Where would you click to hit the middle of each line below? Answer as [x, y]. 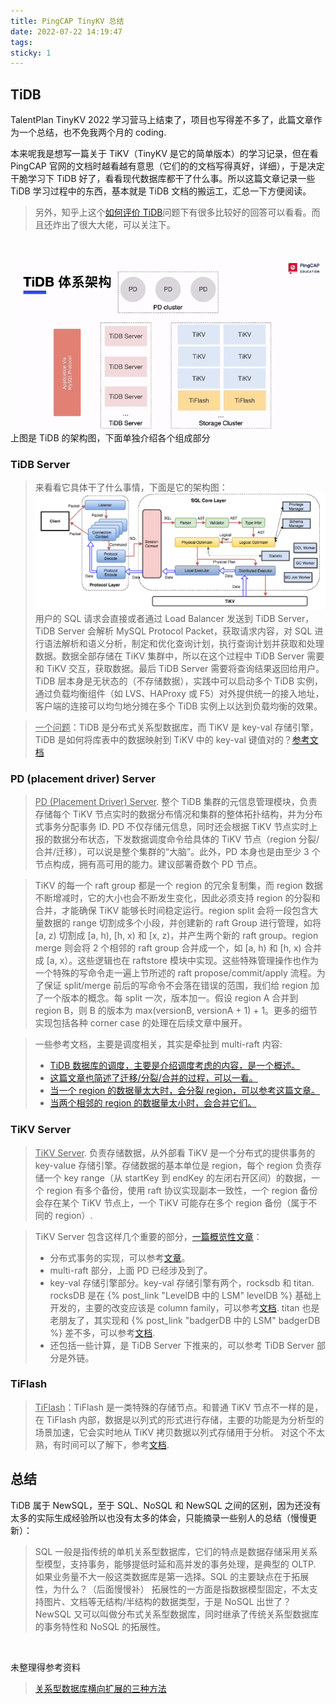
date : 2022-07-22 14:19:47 [66, 31]
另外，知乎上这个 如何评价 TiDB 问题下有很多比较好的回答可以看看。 [173, 212]
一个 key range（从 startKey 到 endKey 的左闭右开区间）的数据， [177, 1177]
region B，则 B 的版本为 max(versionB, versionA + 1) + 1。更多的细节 [176, 1011]
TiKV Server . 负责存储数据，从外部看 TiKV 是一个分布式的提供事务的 [175, 1152]
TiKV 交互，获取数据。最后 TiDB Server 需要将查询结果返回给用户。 [185, 668]
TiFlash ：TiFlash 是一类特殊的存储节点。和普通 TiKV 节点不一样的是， [179, 1407]
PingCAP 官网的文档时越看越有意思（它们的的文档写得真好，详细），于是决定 [167, 166]
